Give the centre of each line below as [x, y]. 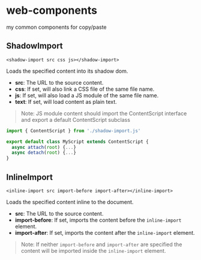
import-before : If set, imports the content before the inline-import [98, 220]
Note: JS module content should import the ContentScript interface [104, 113]
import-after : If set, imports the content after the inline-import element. [105, 232]
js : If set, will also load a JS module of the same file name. [87, 95]
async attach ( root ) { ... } [44, 147]
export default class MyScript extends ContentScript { [77, 142]
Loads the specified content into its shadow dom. [67, 71]
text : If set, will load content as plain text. [66, 101]
